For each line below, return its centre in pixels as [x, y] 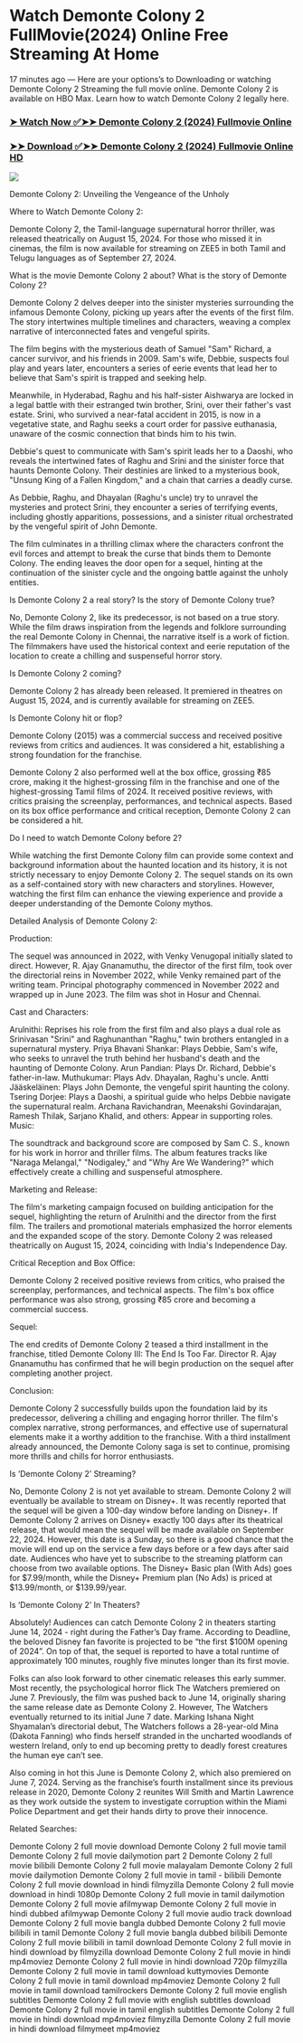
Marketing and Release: [53, 1189]
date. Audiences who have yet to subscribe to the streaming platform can [146, 1559]
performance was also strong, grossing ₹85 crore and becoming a [133, 1300]
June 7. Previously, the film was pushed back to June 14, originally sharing [148, 1698]
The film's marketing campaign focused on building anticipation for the [142, 1207]
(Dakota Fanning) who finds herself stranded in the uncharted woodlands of [151, 1736]
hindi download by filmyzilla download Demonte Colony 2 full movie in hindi [150, 1952]
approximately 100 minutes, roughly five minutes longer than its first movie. [149, 1661]
